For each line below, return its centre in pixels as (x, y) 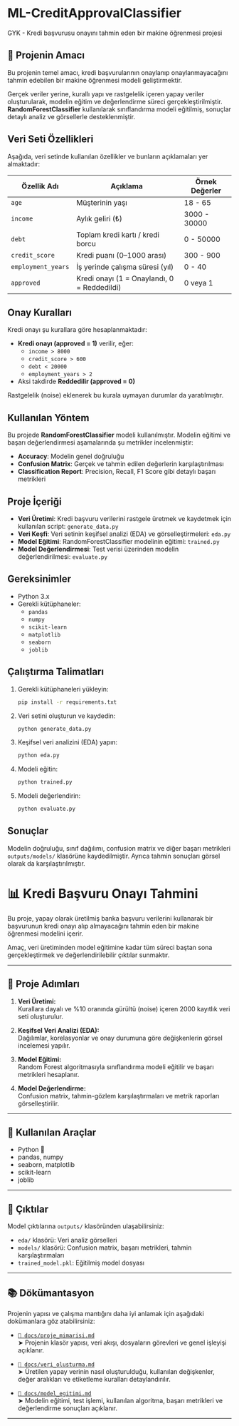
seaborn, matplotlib (46, 1165)
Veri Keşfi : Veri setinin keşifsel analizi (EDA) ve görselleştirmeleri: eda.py (124, 534)
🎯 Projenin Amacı (46, 55)
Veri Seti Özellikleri (51, 140)
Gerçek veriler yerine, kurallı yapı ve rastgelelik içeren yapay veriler (106, 93)
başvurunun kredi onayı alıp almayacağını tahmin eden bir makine (103, 926)
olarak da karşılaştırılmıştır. (46, 863)
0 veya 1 (198, 283)
